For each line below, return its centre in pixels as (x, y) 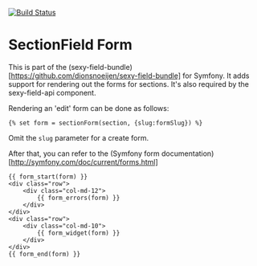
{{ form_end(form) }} (45, 254)
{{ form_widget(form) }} (79, 233)
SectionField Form (70, 45)
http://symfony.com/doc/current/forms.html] (84, 162)
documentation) (188, 153)
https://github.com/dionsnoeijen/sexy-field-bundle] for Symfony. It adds (130, 76)
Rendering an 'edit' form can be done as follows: (89, 108)
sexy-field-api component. (52, 92)
